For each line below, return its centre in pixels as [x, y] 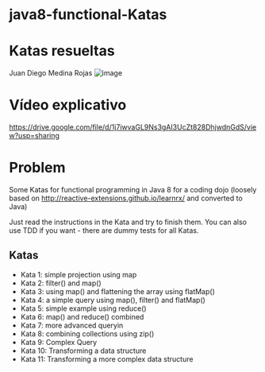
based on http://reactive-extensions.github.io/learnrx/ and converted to [126, 198]
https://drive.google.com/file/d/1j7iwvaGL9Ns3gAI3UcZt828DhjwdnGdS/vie [133, 127]
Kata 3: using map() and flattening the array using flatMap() [117, 291]
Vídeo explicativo [68, 105]
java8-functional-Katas [88, 15]
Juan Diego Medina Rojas [51, 73]
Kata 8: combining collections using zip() [87, 333]
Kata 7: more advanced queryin [72, 325]
